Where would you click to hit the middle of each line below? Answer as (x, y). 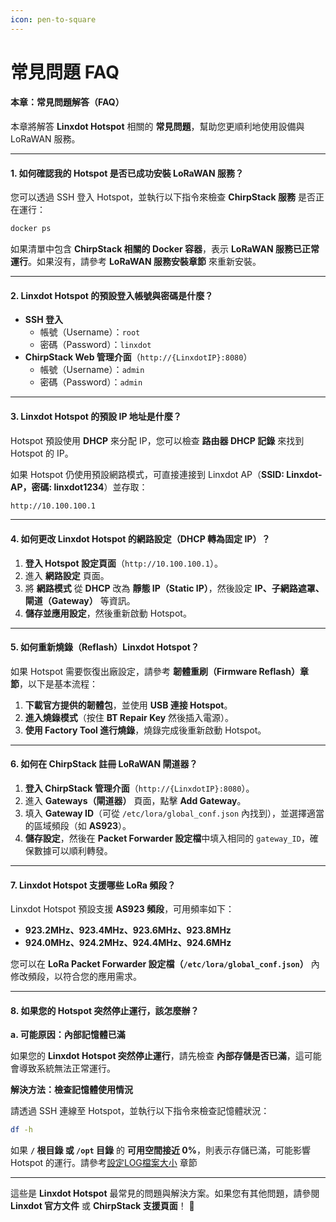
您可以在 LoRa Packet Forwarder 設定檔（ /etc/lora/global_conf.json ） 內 (165, 964)
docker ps (31, 229)
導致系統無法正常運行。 (67, 1068)
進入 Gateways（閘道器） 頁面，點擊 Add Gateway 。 (135, 800)
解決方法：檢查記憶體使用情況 (71, 1090)
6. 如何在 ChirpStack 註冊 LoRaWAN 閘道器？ (104, 764)
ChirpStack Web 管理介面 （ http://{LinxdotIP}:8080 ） (138, 357)
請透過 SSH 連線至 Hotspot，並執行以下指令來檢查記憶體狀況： (140, 1111)
